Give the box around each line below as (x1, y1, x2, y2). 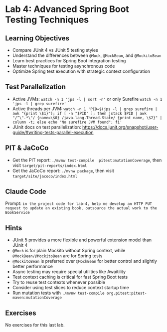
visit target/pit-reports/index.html (12, 162, 87, 168)
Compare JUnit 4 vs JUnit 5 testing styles (12, 47, 98, 53)
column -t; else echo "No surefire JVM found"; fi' (12, 120, 122, 125)
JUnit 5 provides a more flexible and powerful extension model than (12, 237, 152, 243)
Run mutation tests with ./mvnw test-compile (12, 290, 105, 296)
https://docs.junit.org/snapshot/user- (82, 124, 159, 130)
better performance (12, 263, 53, 270)
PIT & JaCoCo (5, 144, 49, 153)
